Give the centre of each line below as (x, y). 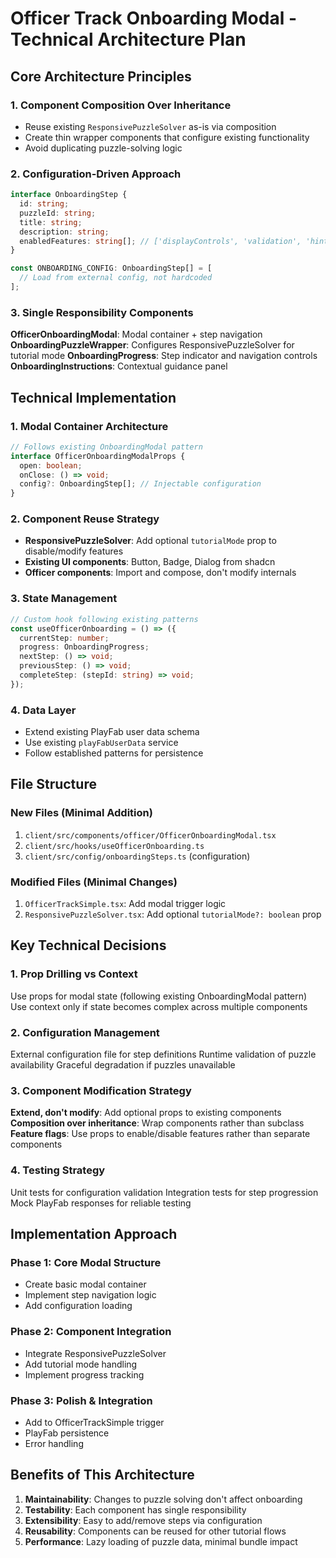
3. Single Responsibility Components (102, 312)
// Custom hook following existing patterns (104, 619)
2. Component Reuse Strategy (85, 519)
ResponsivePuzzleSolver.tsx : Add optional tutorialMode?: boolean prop (173, 914)
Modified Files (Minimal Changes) (94, 882)
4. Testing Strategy (58, 1170)
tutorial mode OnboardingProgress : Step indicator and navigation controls (164, 356)
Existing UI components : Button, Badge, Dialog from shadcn (150, 562)
